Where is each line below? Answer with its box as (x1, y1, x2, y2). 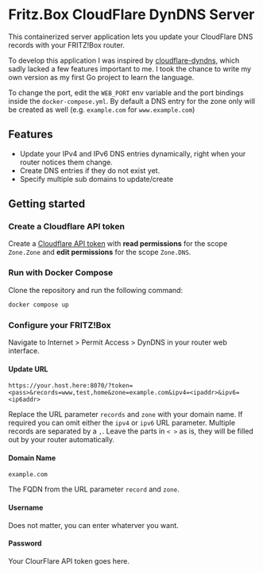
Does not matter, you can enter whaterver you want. (8, 520, 179, 530)
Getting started (8, 197, 86, 211)
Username (8, 503, 44, 512)
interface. (8, 345, 40, 355)
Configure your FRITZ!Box (8, 319, 111, 330)
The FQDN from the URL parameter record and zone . (8, 484, 180, 494)
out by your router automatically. (8, 435, 115, 445)
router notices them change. (19, 157, 113, 167)
